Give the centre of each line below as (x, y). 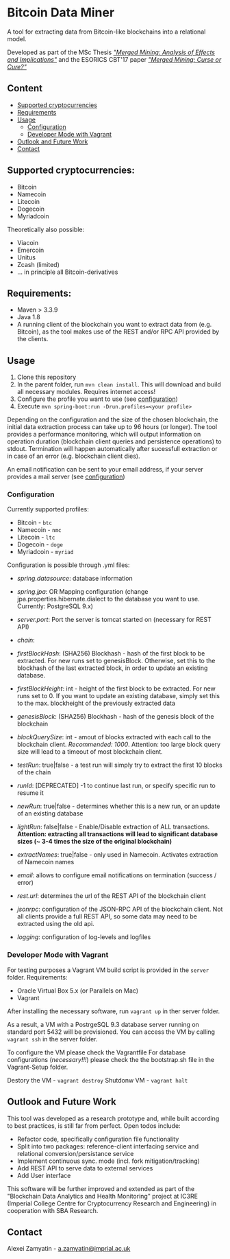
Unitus (26, 257)
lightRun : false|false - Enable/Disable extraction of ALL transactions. (113, 827)
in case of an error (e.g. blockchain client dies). (74, 456)
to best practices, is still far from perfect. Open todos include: (94, 1125)
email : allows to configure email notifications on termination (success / (117, 875)
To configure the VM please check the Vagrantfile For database (97, 1052)
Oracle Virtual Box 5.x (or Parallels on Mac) (78, 991)
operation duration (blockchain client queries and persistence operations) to (114, 441)
